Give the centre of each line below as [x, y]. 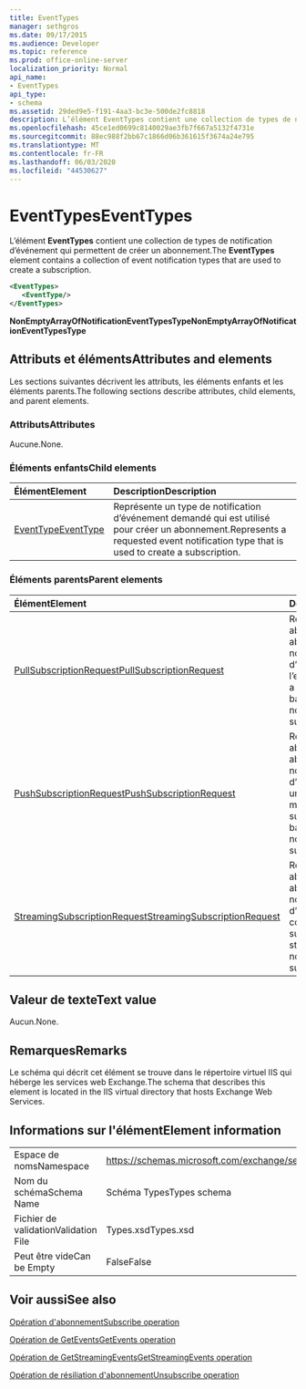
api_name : [28, 78]
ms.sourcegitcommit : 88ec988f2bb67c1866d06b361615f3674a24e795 [132, 137]
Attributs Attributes [52, 424]
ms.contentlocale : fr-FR [56, 153]
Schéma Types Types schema [169, 1193]
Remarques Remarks [68, 1050]
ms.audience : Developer [55, 43]
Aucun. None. [34, 1021]
